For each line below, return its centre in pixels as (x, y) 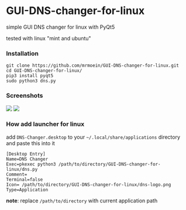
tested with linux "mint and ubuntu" (49, 38)
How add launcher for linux (45, 124)
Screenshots (25, 96)
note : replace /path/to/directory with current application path (82, 201)
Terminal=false (25, 180)
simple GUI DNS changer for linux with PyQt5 (61, 27)
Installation (23, 53)
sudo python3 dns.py (31, 81)
